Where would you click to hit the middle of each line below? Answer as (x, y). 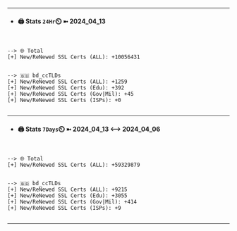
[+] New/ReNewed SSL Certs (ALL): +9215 (68, 190)
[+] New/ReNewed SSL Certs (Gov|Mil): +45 (71, 94)
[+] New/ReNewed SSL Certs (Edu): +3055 (68, 196)
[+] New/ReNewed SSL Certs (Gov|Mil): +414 (72, 202)
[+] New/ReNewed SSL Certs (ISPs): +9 (64, 208)
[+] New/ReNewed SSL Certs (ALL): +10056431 (74, 57)
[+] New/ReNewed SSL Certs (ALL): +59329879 (74, 165)
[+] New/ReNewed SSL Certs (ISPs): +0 (64, 100)
